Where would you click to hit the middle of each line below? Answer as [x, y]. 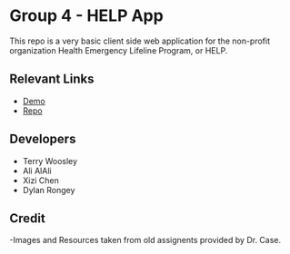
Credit [27, 218]
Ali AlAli [37, 171]
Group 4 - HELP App [86, 16]
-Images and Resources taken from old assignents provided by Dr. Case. [145, 240]
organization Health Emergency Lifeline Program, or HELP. [119, 50]
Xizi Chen [40, 180]
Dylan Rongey [49, 190]
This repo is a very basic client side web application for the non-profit [140, 41]
